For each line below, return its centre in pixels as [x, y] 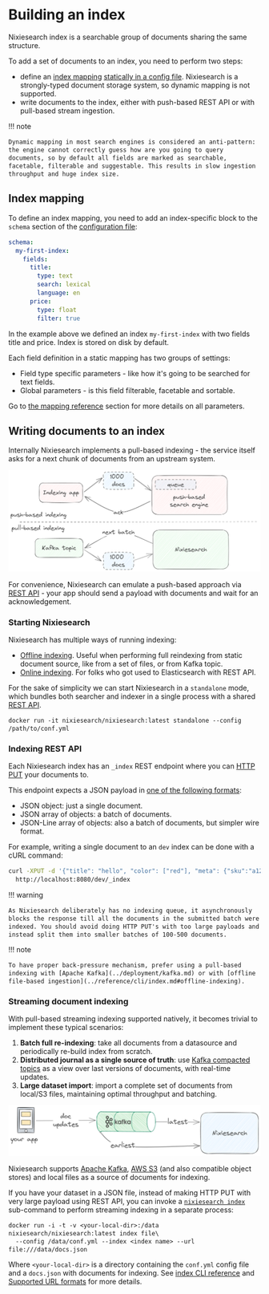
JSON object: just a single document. [81, 806]
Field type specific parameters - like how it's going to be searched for [135, 373]
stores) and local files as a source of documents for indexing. [109, 1177]
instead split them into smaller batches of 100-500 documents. [118, 935]
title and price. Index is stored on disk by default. [89, 342]
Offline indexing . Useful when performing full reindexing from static [131, 655]
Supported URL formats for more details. [75, 1281]
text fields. [37, 382]
